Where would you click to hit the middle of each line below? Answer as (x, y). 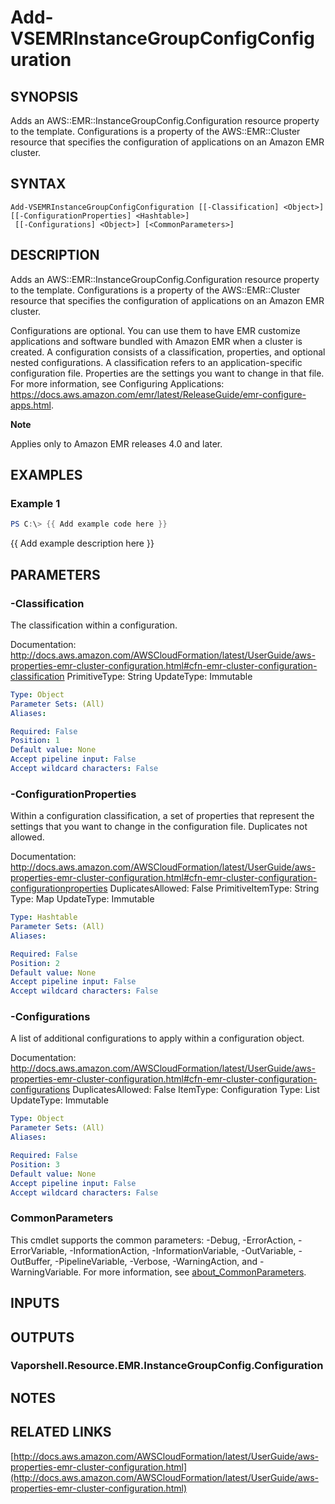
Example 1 (35, 503)
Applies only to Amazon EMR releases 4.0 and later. (116, 443)
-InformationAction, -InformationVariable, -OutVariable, (183, 1250)
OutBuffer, (31, 1261)
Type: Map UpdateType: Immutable (82, 899)
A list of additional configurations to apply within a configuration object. (157, 1038)
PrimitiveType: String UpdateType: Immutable (159, 676)
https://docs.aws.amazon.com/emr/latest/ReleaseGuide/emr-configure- (158, 394)
